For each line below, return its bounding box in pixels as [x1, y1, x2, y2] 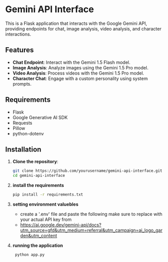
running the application [12, 242, 63, 248]
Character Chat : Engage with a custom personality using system [12, 75, 148, 82]
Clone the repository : [12, 159, 59, 165]
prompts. [12, 81, 32, 87]
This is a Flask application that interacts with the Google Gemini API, [5, 20, 148, 26]
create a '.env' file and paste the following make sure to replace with [20, 211, 163, 217]
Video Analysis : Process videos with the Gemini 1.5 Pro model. [12, 70, 144, 76]
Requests [12, 120, 32, 126]
